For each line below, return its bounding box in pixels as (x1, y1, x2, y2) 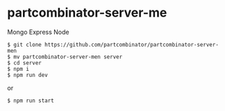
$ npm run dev (7, 71, 49, 78)
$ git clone (7, 41, 42, 48)
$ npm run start (7, 97, 54, 104)
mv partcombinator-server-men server (13, 53, 123, 60)
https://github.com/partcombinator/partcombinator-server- (44, 41, 219, 48)
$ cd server (7, 59, 42, 67)
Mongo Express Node (7, 28, 69, 36)
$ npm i (7, 65, 30, 72)
